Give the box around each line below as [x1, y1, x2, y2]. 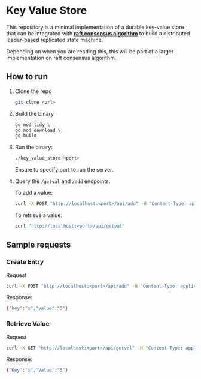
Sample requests [6, 240, 71, 250]
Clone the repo [14, 88, 52, 95]
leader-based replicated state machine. [6, 36, 103, 43]
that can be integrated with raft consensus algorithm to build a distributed [6, 29, 190, 37]
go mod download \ [14, 127, 61, 133]
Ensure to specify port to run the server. [14, 166, 114, 173]
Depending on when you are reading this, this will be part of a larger [6, 47, 174, 55]
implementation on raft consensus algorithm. [6, 54, 117, 61]
